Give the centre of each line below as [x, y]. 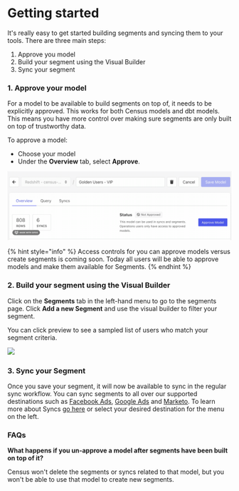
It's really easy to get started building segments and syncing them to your [115, 33]
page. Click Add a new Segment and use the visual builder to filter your [112, 308]
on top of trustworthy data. [47, 126]
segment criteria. [32, 338]
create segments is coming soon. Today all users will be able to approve [113, 259]
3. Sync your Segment [47, 370]
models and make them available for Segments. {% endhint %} [100, 267]
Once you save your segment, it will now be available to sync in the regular [117, 386]
